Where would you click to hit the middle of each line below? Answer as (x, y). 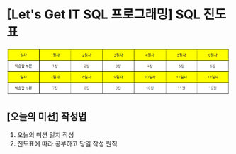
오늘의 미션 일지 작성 (45, 135)
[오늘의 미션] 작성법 (47, 116)
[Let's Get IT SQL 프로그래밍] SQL (104, 14)
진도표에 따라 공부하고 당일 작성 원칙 (67, 144)
